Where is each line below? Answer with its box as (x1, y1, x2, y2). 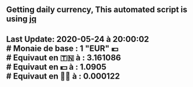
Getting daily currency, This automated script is (6, 5, 188, 15)
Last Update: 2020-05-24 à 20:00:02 (6, 34, 149, 44)
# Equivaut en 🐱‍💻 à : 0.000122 (6, 71, 120, 81)
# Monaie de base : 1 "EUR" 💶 (6, 43, 119, 53)
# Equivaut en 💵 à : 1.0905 (6, 62, 106, 72)
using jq (6, 14, 37, 24)
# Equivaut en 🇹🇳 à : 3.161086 (6, 53, 121, 63)
